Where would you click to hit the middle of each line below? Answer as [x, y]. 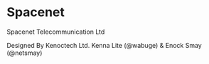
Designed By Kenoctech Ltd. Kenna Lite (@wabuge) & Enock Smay [104, 45]
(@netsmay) [25, 53]
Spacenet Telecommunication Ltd [56, 32]
